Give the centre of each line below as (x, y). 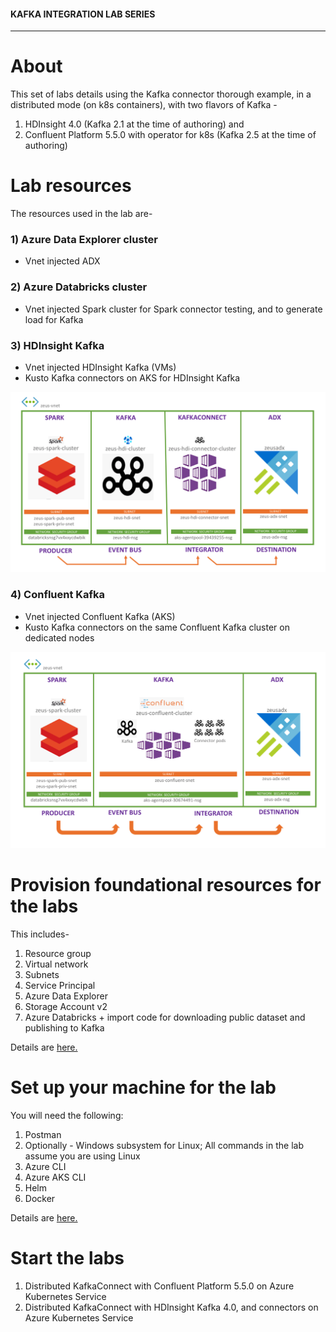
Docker (40, 1199)
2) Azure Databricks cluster (79, 287)
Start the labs (67, 1258)
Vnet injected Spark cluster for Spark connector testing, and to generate (173, 309)
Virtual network (56, 964)
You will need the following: (67, 1116)
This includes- (40, 934)
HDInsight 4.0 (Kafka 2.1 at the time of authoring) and (134, 124)
